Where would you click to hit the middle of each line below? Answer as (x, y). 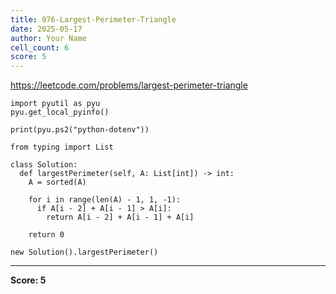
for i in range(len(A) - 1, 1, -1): (105, 200)
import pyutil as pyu (55, 104)
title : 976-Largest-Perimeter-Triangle (93, 19)
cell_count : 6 (40, 47)
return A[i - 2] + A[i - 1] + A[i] (120, 217)
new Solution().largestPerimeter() (84, 252)
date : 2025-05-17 (46, 29)
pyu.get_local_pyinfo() (60, 112)
